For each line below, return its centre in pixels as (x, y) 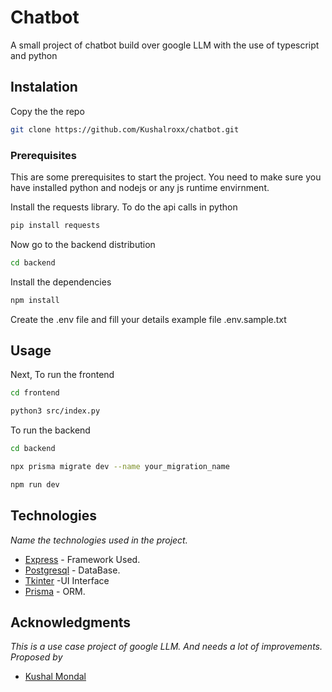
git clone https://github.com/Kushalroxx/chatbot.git (125, 129)
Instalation (44, 87)
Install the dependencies (61, 282)
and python (34, 55)
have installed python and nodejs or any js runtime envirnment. (140, 187)
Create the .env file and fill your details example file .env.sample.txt (148, 319)
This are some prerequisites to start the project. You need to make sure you (166, 177)
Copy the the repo (47, 111)
